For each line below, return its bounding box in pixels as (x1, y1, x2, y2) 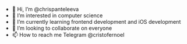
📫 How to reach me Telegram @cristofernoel (11, 32, 125, 38)
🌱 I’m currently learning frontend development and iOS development (11, 18, 182, 25)
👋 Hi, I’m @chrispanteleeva (11, 6, 79, 12)
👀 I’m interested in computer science (11, 12, 103, 19)
